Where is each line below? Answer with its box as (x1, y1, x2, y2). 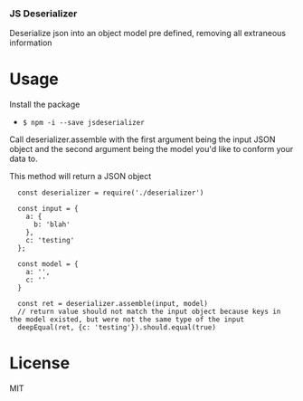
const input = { (17, 205, 79, 214)
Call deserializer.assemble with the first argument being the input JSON (9, 134, 276, 145)
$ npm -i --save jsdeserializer (22, 119, 145, 128)
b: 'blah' (33, 220, 71, 229)
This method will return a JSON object (9, 171, 152, 182)
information (9, 37, 52, 48)
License (9, 353, 71, 374)
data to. (9, 153, 38, 165)
